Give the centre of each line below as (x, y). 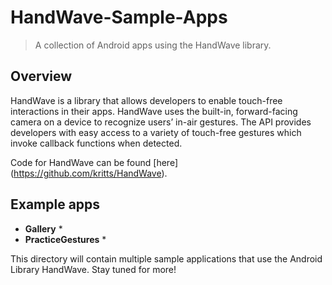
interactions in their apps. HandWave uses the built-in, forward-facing (154, 111)
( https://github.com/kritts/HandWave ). (89, 173)
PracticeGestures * (65, 239)
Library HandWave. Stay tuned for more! (93, 269)
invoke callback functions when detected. (96, 143)
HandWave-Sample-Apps (119, 17)
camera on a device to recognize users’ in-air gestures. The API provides (161, 122)
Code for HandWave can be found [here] (94, 162)
